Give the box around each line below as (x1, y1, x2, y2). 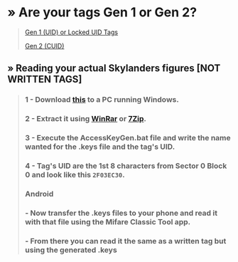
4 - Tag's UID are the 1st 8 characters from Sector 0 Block (24, 161, 227, 171)
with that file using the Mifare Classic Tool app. (24, 216, 191, 226)
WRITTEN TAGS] (7, 73, 82, 85)
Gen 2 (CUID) (24, 41, 65, 50)
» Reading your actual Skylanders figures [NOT (7, 62, 221, 75)
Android (24, 189, 54, 199)
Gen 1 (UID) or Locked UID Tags (24, 28, 119, 36)
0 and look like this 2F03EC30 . (24, 170, 126, 180)
